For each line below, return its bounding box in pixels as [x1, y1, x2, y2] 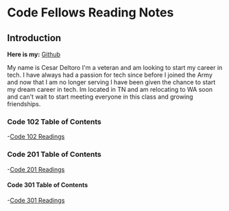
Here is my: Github [7, 50, 60, 58]
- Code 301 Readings [7, 196, 65, 204]
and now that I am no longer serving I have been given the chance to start [7, 78, 216, 86]
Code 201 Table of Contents [7, 149, 101, 159]
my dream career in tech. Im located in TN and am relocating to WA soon [7, 86, 213, 93]
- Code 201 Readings [7, 165, 65, 173]
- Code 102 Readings [7, 132, 65, 141]
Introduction [7, 32, 62, 44]
